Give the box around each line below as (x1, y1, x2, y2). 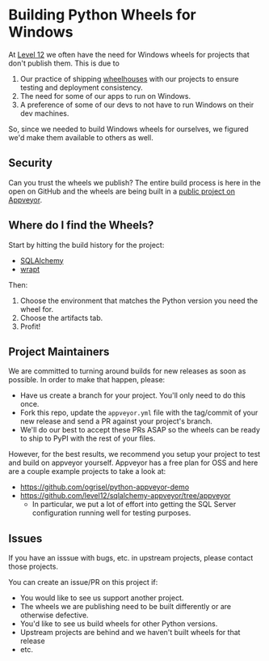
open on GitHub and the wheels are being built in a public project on (8, 186, 236, 196)
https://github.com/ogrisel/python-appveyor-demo (19, 482, 190, 492)
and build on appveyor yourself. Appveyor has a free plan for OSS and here (8, 458, 258, 467)
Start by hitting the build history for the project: (8, 240, 165, 249)
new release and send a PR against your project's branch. (19, 416, 212, 426)
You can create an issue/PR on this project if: (8, 578, 158, 587)
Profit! (19, 322, 41, 331)
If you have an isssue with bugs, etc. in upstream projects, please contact (8, 553, 254, 563)
